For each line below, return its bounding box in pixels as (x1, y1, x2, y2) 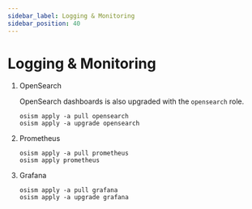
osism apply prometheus (19, 156, 100, 164)
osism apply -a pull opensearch (19, 113, 129, 121)
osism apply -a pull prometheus (19, 149, 129, 158)
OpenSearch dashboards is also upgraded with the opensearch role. (19, 96, 245, 106)
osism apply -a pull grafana (19, 186, 118, 194)
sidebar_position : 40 (7, 19, 81, 28)
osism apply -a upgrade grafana (19, 194, 129, 202)
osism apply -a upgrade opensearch (19, 119, 140, 128)
